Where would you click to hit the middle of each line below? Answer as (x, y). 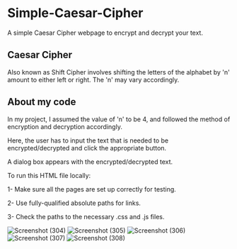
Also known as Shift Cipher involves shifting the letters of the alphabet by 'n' (118, 72)
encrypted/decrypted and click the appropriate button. (87, 148)
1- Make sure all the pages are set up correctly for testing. (92, 189)
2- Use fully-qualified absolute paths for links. (74, 203)
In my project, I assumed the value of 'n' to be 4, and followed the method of (119, 119)
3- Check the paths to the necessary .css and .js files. (86, 216)
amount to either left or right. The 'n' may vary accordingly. (93, 79)
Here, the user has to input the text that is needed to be (88, 140)
